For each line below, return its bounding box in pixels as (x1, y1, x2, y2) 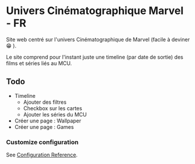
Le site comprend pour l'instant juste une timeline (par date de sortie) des (6, 53, 183, 60)
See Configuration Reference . (6, 151, 78, 159)
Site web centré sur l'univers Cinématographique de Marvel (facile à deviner (6, 36, 190, 43)
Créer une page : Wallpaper (14, 117, 81, 124)
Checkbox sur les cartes (23, 104, 83, 112)
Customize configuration (6, 138, 79, 146)
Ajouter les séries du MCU (23, 111, 87, 118)
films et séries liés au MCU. (6, 60, 72, 67)
